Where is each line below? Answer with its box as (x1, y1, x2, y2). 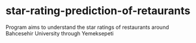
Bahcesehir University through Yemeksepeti (5, 29, 114, 37)
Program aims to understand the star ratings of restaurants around (5, 24, 169, 31)
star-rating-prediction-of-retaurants (5, 4, 191, 18)
